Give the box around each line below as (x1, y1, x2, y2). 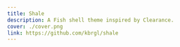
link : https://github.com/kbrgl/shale (7, 29, 119, 37)
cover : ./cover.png (7, 23, 63, 30)
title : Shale (7, 10, 45, 17)
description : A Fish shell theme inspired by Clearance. (7, 17, 174, 23)
